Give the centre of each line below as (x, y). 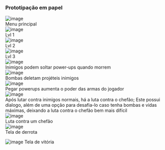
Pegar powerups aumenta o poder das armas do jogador (65, 89)
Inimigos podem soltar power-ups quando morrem (58, 67)
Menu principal (21, 24)
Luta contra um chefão (29, 122)
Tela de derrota (21, 132)
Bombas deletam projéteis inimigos (42, 78)
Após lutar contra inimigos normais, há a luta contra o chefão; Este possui (83, 100)
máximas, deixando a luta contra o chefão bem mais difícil (66, 110)
